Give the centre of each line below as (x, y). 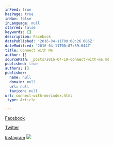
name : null (20, 77)
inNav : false (18, 18)
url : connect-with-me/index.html (39, 95)
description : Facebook (28, 37)
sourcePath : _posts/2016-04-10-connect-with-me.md (57, 59)
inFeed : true (18, 9)
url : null (19, 86)
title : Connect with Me (29, 50)
